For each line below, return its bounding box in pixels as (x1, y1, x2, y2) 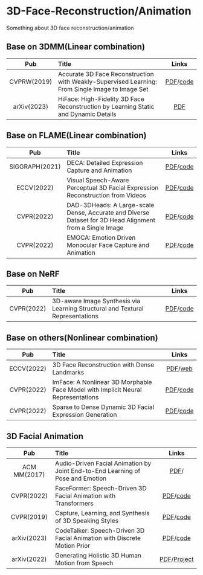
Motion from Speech (55, 559, 114, 567)
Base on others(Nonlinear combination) (6, 332, 158, 342)
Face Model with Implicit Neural (52, 385, 142, 394)
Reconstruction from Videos (66, 191, 146, 199)
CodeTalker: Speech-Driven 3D (55, 527, 145, 535)
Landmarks (52, 368, 85, 377)
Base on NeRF (6, 269, 60, 279)
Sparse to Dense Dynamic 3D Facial (52, 403, 155, 411)
